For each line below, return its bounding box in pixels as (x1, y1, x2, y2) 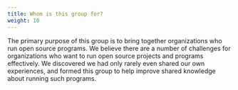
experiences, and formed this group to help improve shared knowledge (7, 67, 216, 75)
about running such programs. (7, 74, 97, 82)
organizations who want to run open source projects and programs (7, 51, 204, 60)
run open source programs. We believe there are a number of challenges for (7, 44, 232, 52)
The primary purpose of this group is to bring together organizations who (7, 36, 222, 45)
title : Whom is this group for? (7, 10, 103, 18)
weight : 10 (7, 17, 40, 24)
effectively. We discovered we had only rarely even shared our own (7, 59, 205, 67)
